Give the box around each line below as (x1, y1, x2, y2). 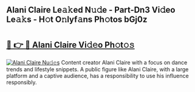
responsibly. (6, 79, 37, 86)
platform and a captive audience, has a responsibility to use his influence (6, 73, 190, 79)
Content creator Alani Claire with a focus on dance (61, 59, 188, 66)
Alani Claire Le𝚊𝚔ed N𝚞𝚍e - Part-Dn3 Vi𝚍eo (6, 5, 176, 15)
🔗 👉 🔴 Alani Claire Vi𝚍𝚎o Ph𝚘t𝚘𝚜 (6, 40, 135, 50)
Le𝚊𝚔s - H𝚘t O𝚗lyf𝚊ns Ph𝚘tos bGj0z (6, 15, 148, 25)
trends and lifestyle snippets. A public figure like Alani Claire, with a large (6, 66, 189, 73)
